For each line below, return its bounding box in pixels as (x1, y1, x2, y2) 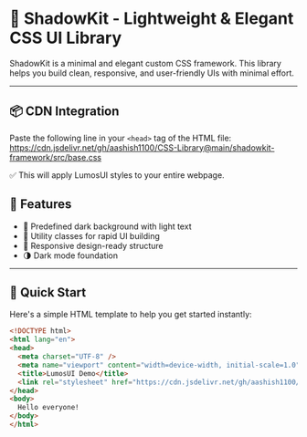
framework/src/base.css (9, 151, 102, 162)
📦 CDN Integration (9, 104, 120, 120)
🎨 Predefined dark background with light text (22, 221, 192, 232)
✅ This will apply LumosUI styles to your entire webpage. (9, 169, 226, 181)
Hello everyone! (17, 403, 79, 412)
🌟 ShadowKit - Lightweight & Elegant (9, 8, 294, 29)
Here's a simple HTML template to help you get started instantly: (9, 309, 253, 320)
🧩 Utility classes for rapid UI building (22, 230, 160, 241)
